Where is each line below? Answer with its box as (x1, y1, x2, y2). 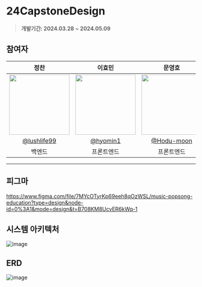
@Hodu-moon (151, 137, 192, 145)
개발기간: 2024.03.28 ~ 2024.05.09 (20, 25, 111, 32)
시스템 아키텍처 (6, 224, 60, 234)
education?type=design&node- (6, 199, 84, 206)
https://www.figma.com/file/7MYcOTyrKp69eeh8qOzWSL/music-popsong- (6, 193, 193, 200)
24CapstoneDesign (6, 4, 105, 18)
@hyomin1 (90, 137, 121, 145)
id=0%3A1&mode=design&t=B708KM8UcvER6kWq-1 (6, 205, 138, 212)
